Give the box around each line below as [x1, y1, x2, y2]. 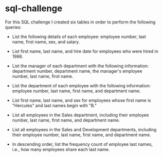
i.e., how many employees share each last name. [12, 146, 110, 152]
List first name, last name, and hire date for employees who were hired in [12, 48, 159, 54]
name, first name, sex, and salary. [12, 39, 80, 44]
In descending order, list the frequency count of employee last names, [12, 141, 153, 147]
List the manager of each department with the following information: [12, 63, 149, 69]
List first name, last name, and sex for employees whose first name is [12, 97, 151, 103]
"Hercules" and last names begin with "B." [12, 102, 97, 108]
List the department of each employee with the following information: [12, 82, 151, 88]
